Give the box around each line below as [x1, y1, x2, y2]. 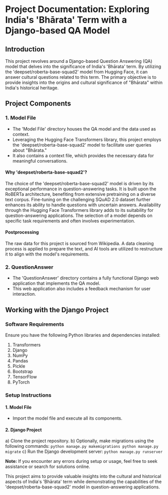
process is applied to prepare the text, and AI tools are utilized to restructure [5, 246, 163, 252]
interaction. [12, 291, 36, 297]
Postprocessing [5, 229, 39, 235]
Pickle [12, 363, 26, 369]
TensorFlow [12, 374, 37, 380]
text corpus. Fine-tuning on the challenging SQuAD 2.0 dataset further [5, 196, 151, 202]
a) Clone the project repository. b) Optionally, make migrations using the [5, 438, 154, 444]
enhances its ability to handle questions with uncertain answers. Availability [5, 202, 161, 208]
